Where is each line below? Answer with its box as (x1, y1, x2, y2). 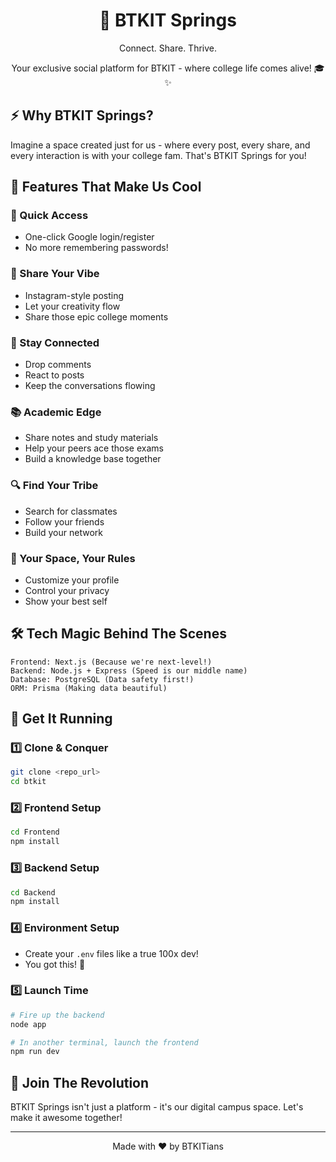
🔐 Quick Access (10, 209, 89, 223)
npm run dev (10, 1047, 60, 1057)
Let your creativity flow (24, 300, 121, 312)
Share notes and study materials (24, 432, 159, 444)
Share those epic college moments (24, 310, 169, 323)
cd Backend (10, 887, 56, 898)
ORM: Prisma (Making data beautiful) (10, 683, 168, 693)
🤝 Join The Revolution (10, 1074, 150, 1091)
